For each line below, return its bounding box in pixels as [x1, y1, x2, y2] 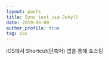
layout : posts [6, 8, 42, 15]
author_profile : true [6, 25, 60, 31]
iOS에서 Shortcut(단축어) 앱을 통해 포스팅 [6, 48, 104, 55]
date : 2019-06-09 [6, 19, 49, 25]
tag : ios [6, 31, 28, 36]
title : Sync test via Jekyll [6, 14, 79, 20]
